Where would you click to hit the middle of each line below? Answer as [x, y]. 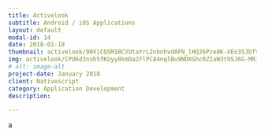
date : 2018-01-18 [37, 45]
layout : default [35, 30]
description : [30, 96]
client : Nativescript [44, 81]
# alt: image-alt [37, 67]
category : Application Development [67, 88]
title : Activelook [38, 15]
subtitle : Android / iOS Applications [72, 23]
